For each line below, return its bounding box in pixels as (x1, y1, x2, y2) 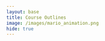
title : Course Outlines (6, 14, 67, 20)
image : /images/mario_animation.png (6, 20, 99, 26)
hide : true (6, 25, 34, 32)
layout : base (6, 8, 39, 15)
